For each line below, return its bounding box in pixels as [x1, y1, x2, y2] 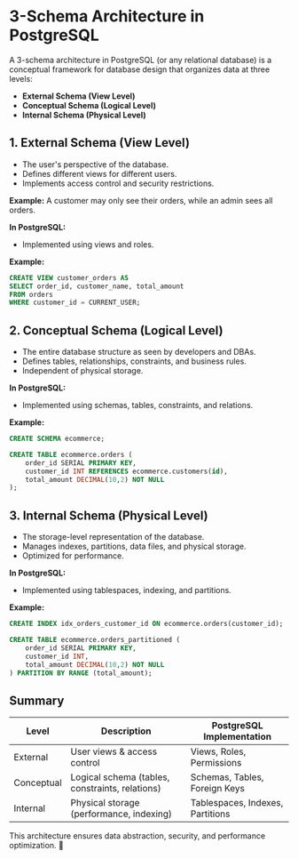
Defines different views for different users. [21, 168, 177, 179]
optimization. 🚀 [9, 840, 64, 851]
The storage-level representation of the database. [21, 532, 205, 542]
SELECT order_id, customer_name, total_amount [9, 282, 184, 291]
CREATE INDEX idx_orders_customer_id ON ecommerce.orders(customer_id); [9, 620, 284, 629]
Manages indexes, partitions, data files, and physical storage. [21, 541, 247, 552]
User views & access [70, 745, 158, 758]
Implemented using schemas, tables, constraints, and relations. [21, 400, 254, 411]
